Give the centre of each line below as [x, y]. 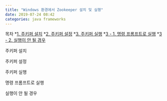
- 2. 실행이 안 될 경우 [25, 40]
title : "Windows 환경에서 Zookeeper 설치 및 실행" [54, 10]
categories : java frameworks [35, 19]
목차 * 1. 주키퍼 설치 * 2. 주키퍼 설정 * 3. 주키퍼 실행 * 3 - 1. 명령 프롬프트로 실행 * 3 [84, 34]
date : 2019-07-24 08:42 [30, 14]
